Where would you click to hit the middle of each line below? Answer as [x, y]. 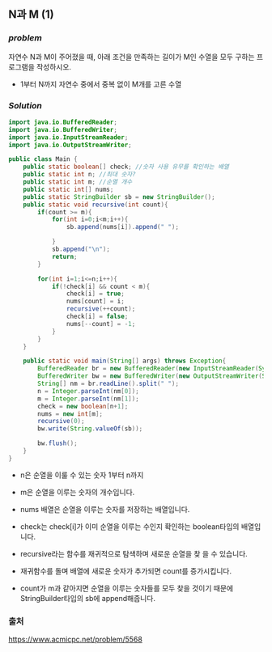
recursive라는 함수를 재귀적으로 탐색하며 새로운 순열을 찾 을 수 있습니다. [134, 553]
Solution [25, 105]
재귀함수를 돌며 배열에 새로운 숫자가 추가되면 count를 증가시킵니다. [126, 571]
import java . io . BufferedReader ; [63, 122]
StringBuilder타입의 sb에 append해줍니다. [88, 598]
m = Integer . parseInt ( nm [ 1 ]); [88, 399]
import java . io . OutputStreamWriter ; [70, 145]
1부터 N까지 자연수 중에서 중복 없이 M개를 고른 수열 [101, 84]
